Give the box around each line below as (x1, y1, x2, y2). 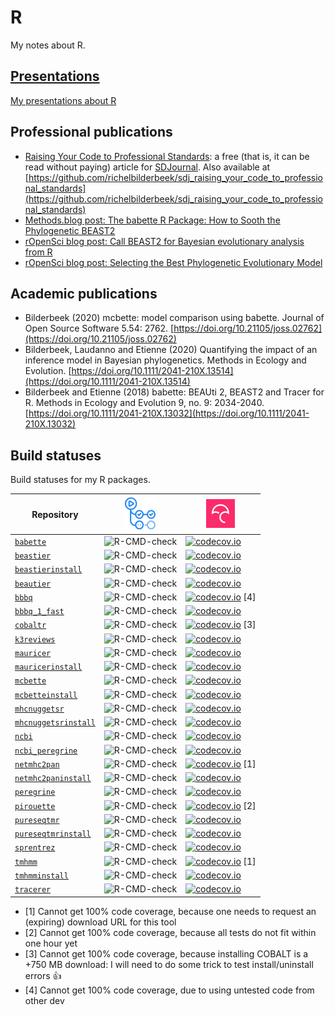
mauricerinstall (14, 662, 83, 673)
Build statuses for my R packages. (10, 474, 151, 486)
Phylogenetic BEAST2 (24, 224, 116, 236)
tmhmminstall (14, 871, 69, 881)
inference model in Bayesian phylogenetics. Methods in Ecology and (24, 354, 307, 366)
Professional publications (10, 124, 173, 141)
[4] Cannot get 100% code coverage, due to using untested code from (24, 984, 315, 996)
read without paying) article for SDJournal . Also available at (24, 161, 271, 173)
